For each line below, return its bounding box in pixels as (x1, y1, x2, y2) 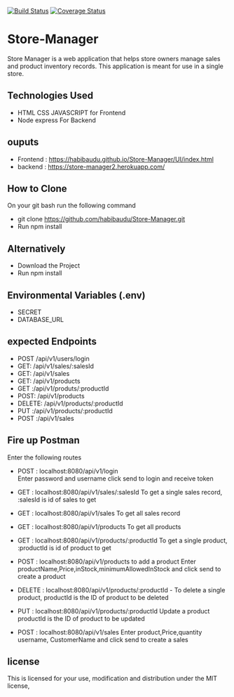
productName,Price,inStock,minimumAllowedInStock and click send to (17, 564, 221, 573)
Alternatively (7, 242, 66, 254)
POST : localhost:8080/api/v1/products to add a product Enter (17, 557, 196, 566)
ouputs (7, 136, 39, 148)
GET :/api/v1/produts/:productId (17, 384, 109, 393)
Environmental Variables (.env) (7, 289, 146, 301)
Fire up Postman (7, 434, 81, 446)
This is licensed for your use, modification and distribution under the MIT (7, 675, 218, 683)
